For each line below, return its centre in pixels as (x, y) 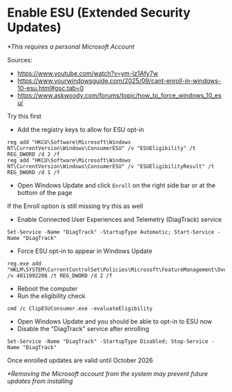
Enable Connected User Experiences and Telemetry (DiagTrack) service (119, 219)
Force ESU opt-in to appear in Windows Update (85, 251)
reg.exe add (24, 263)
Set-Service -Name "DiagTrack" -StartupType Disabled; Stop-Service (108, 341)
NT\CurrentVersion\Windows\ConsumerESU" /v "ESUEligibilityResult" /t (111, 166)
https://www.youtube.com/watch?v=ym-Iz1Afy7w (88, 73)
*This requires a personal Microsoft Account (71, 46)
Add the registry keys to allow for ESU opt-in (80, 129)
